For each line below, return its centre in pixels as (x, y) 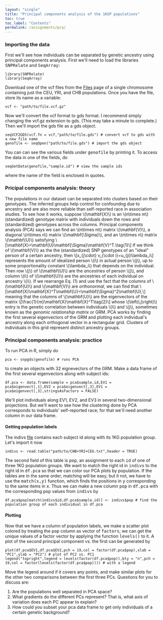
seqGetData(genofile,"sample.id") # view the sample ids (64, 166)
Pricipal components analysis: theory (50, 188)
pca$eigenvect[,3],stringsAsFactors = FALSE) (52, 391)
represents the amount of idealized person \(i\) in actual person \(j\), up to (79, 261)
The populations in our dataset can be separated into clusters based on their (81, 198)
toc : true (15, 18)
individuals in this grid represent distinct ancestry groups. (63, 327)
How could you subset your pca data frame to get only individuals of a (82, 607)
